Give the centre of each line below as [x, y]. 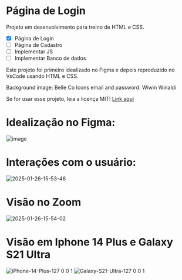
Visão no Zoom [43, 202]
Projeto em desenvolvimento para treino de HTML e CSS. [75, 27]
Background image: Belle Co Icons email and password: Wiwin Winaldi [91, 88]
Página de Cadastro [38, 45]
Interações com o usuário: [71, 163]
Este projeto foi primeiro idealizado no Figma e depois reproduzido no [90, 70]
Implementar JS [34, 52]
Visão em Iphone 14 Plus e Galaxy [90, 242]
